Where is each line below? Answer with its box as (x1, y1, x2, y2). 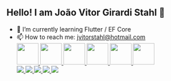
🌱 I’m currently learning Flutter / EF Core (16, 25, 132, 33)
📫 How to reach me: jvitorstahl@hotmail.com (16, 32, 146, 41)
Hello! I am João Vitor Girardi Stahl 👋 (6, 7, 165, 19)
